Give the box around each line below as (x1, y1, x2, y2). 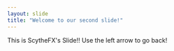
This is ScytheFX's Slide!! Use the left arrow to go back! (7, 36, 168, 44)
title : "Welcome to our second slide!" (7, 17, 124, 24)
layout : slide (7, 10, 49, 17)
